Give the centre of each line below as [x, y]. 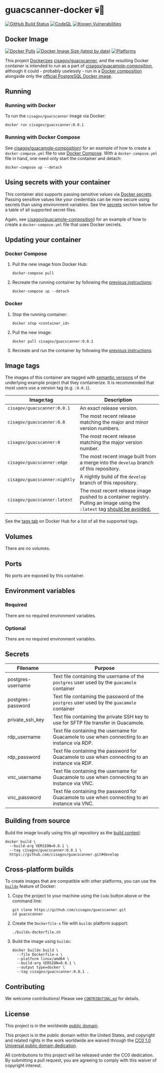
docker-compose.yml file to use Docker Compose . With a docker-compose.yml [81, 153]
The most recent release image [115, 491]
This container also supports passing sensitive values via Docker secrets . [79, 194]
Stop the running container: [40, 314]
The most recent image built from [118, 457]
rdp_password [24, 757]
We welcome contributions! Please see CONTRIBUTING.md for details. [72, 999]
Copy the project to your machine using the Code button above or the [81, 896]
